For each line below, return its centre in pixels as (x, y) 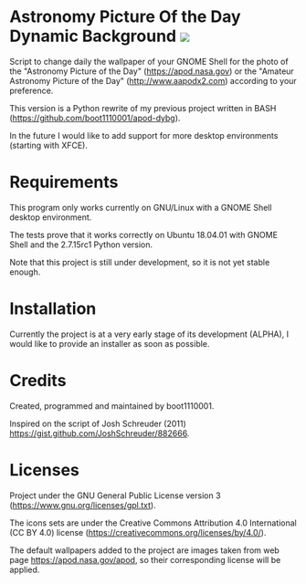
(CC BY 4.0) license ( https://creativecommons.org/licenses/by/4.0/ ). (138, 532)
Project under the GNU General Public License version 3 (115, 495)
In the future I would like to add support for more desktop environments (144, 135)
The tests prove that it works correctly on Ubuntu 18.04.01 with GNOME (144, 235)
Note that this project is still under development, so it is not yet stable (140, 262)
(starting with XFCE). (49, 145)
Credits (38, 381)
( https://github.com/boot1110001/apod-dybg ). (95, 118)
